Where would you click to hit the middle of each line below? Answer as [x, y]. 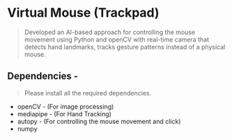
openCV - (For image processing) [65, 107]
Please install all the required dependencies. [88, 93]
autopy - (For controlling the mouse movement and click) [99, 121]
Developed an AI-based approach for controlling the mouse [110, 32]
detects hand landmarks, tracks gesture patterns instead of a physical [125, 47]
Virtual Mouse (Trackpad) [83, 13]
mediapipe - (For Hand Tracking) [64, 114]
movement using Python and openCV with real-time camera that [117, 39]
